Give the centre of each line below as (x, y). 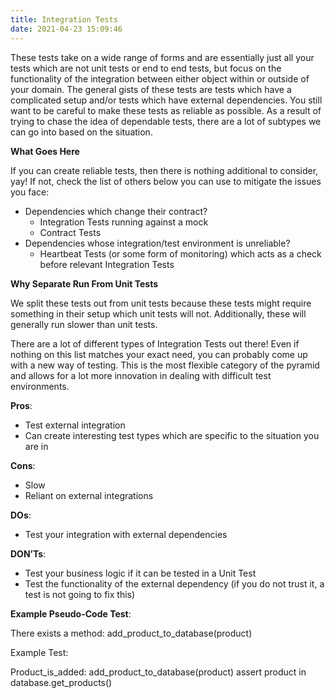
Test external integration (75, 425)
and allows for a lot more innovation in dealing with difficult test (141, 375)
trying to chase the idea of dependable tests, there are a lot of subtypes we (166, 121)
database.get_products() (61, 682)
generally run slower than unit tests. (84, 324)
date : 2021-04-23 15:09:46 (66, 29)
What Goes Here (45, 151)
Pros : (21, 405)
